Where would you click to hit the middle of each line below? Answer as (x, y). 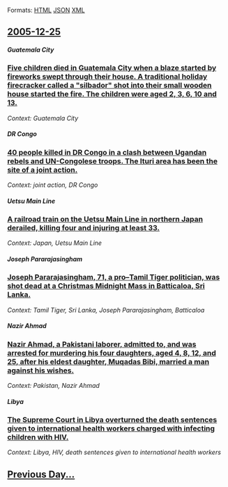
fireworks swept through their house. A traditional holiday (107, 77)
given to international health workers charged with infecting (111, 428)
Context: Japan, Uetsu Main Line (55, 243)
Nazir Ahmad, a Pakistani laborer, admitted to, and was (102, 344)
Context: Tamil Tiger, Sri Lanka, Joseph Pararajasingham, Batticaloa (106, 310)
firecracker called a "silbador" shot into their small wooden (109, 85)
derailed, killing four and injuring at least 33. (84, 228)
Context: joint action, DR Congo (53, 185)
